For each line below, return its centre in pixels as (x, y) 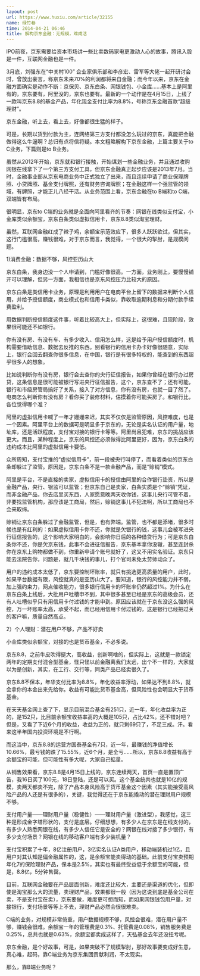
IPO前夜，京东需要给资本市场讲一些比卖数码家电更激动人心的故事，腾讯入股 (99, 52)
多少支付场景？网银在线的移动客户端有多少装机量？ (69, 837)
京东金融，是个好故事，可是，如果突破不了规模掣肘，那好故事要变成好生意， (100, 947)
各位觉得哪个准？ (27, 404)
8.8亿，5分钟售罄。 (40, 872)
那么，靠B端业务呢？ (32, 967)
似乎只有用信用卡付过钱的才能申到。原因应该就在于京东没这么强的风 (110, 601)
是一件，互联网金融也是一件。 (43, 59)
